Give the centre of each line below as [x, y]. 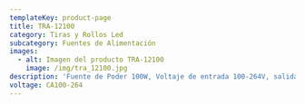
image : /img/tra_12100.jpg [77, 69]
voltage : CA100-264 [46, 85]
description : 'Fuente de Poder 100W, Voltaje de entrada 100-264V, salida [154, 77]
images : [24, 52]
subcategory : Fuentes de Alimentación [83, 43]
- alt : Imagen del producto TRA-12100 [91, 60]
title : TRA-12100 [42, 26]
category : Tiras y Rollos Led [67, 34]
